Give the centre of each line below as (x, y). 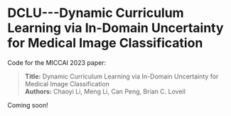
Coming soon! (28, 105)
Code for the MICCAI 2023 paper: (57, 62)
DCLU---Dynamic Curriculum (96, 13)
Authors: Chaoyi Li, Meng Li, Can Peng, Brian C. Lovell (105, 91)
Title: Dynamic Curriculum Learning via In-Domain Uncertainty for (122, 76)
